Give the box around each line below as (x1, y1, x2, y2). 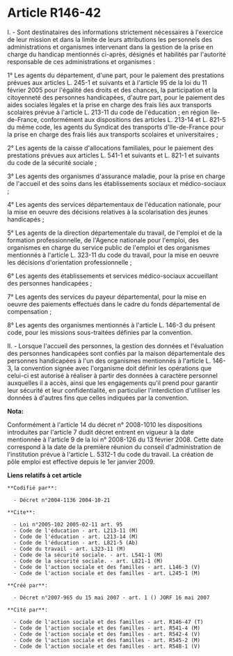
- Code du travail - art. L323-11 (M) (13, 545, 127, 552)
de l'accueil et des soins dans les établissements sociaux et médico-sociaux (7, 179, 226, 187)
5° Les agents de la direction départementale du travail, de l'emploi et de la (7, 228, 223, 237)
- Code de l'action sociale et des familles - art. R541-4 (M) (13, 625, 200, 632)
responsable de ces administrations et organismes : (7, 57, 155, 65)
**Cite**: (7, 508, 36, 516)
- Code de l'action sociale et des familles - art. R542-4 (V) (13, 630, 200, 638)
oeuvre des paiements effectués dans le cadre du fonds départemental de (7, 299, 220, 308)
